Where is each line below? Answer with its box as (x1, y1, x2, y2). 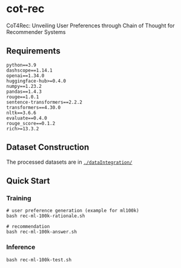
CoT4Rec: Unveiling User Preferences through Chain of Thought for (6, 22, 175, 29)
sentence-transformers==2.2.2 (6, 99, 83, 105)
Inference (6, 243, 36, 252)
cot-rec (6, 2, 45, 16)
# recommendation (6, 224, 50, 230)
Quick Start (6, 175, 50, 186)
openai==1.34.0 (6, 72, 45, 79)
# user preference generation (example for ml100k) (6, 208, 139, 214)
